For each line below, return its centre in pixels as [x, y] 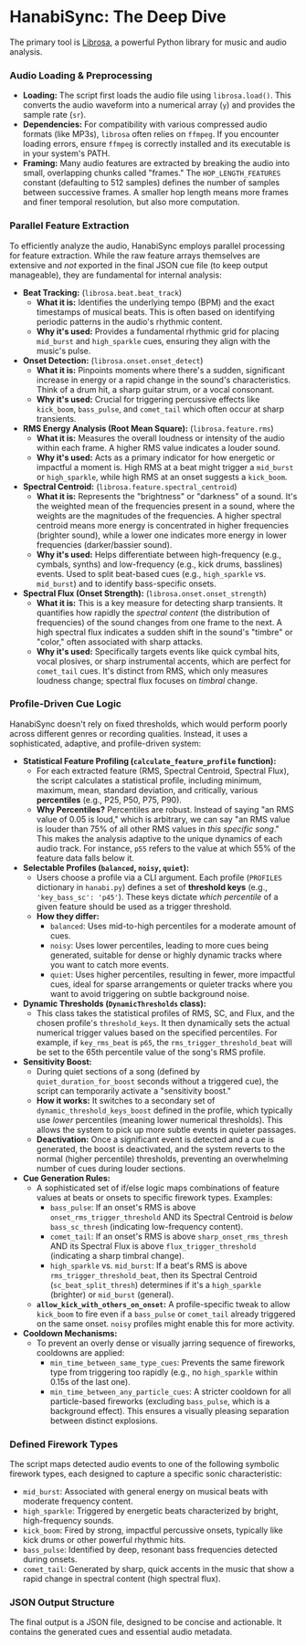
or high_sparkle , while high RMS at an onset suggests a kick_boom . [162, 477]
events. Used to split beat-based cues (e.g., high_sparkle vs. [151, 573]
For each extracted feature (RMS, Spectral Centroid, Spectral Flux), [163, 771]
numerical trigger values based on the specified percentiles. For [157, 1033]
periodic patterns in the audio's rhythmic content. [129, 321]
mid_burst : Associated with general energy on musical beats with [145, 1492]
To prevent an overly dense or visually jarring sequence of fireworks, [166, 1343]
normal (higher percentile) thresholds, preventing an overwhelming [162, 1158]
